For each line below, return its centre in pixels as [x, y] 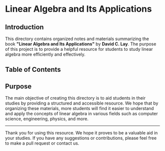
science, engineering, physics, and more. [47, 119]
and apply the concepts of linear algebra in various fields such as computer [82, 114]
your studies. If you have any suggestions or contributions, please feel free [81, 138]
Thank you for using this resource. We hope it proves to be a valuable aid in [82, 133]
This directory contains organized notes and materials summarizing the [77, 39]
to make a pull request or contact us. [42, 143]
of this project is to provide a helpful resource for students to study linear [79, 49]
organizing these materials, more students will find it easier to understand [80, 108]
